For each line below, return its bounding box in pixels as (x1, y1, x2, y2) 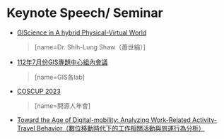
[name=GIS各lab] (34, 73, 86, 81)
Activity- (192, 115, 217, 124)
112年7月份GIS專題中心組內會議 (16, 58, 108, 66)
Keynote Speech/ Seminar (6, 5, 163, 21)
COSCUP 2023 (16, 87, 61, 95)
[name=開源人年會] (34, 101, 91, 110)
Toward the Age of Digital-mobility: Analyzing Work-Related (16, 115, 191, 124)
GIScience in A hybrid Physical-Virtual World (16, 28, 147, 37)
